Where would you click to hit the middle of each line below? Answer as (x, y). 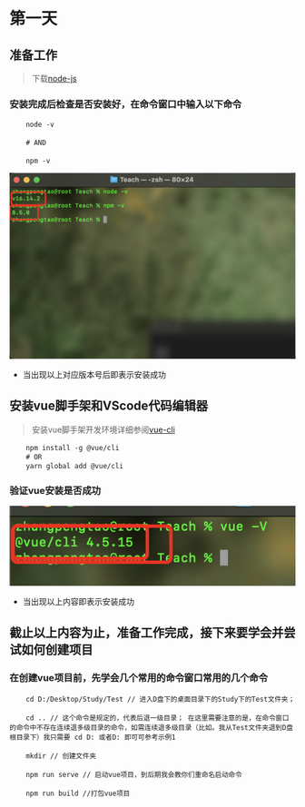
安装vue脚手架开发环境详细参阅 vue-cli (103, 429)
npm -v (38, 161)
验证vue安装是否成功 (55, 490)
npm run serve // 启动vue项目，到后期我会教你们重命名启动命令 (134, 774)
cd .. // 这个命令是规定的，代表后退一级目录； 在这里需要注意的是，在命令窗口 (157, 718)
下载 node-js (54, 79)
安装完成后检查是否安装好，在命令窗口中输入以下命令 (126, 103)
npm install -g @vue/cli (73, 448)
